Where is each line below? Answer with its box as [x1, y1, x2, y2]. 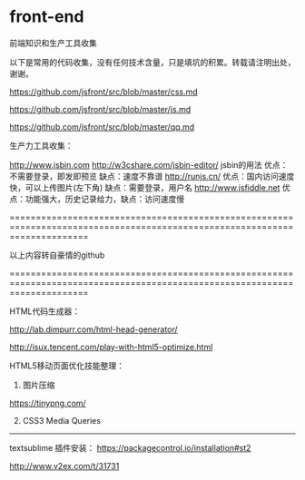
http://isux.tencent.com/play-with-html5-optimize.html [9, 341, 213, 352]
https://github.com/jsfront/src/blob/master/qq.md [9, 121, 195, 132]
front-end [9, 6, 84, 27]
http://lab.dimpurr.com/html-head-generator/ [9, 324, 179, 335]
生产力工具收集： [9, 140, 74, 151]
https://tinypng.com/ [9, 397, 86, 408]
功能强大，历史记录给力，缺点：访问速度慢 [25, 193, 184, 204]
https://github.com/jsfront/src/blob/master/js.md [9, 103, 192, 114]
